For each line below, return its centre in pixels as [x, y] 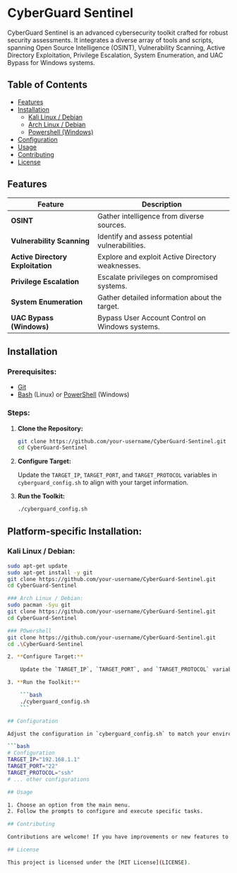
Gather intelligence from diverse [151, 216]
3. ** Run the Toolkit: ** [44, 682]
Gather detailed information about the [160, 297]
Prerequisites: [32, 371]
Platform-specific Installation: [75, 531]
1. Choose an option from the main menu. [69, 805]
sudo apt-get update [38, 566]
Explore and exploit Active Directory [157, 257]
